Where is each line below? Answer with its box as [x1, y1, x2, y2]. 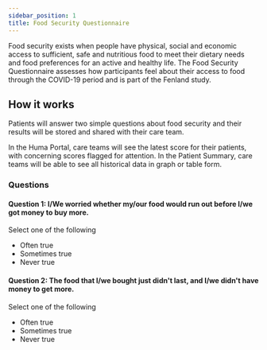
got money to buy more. [8, 208, 89, 217]
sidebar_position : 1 [8, 11, 77, 20]
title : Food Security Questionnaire [8, 19, 130, 27]
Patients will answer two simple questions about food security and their [8, 119, 242, 128]
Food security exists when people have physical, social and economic [8, 41, 237, 50]
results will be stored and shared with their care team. [8, 127, 184, 137]
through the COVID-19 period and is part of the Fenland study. [8, 75, 212, 84]
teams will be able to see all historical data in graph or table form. [8, 160, 222, 169]
